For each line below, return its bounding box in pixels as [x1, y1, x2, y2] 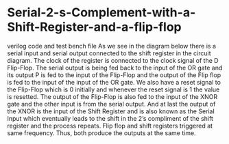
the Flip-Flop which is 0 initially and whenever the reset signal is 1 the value [7, 85, 220, 93]
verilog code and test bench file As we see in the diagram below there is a [7, 42, 217, 50]
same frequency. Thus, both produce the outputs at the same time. [7, 128, 197, 137]
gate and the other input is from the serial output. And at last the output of [7, 100, 216, 108]
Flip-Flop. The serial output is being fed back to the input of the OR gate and [7, 63, 223, 72]
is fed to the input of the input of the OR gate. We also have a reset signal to [7, 78, 221, 86]
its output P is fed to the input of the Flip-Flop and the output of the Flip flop [7, 70, 221, 79]
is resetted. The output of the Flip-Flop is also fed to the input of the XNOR [7, 92, 218, 100]
